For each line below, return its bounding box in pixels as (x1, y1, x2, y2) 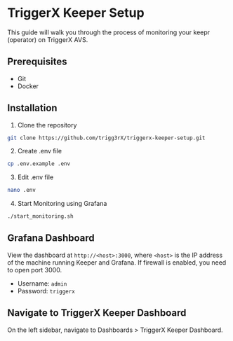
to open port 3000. (7, 265, 62, 274)
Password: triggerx (17, 286, 75, 295)
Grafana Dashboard (7, 232, 95, 244)
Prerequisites (7, 56, 67, 68)
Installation (7, 102, 58, 114)
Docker (17, 82, 39, 90)
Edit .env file (17, 173, 54, 181)
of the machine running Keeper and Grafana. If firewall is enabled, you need (7, 258, 227, 267)
